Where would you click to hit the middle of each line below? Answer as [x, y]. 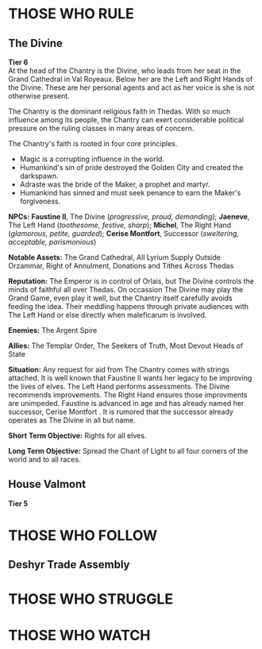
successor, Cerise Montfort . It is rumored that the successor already [121, 411]
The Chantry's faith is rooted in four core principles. [93, 143]
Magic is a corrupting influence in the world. [92, 159]
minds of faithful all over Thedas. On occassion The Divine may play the [126, 290]
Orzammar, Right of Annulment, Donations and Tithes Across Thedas [121, 266]
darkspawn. [39, 176]
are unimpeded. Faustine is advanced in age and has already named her [126, 403]
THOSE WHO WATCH [79, 635]
